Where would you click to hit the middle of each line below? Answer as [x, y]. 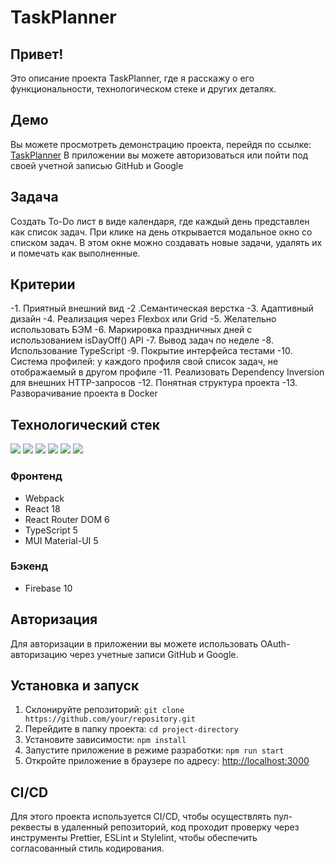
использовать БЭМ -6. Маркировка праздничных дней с [131, 330]
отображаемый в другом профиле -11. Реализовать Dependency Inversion [167, 372]
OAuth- [275, 643]
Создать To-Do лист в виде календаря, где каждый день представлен [160, 221]
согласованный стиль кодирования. [87, 848]
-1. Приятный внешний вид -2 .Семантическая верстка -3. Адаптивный [162, 308]
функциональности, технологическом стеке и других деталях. [143, 89]
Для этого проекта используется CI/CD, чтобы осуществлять [141, 817]
